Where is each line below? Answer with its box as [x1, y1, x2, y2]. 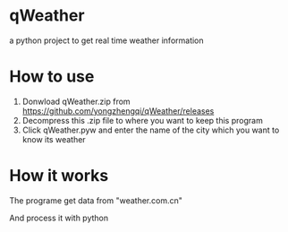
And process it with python [9, 212, 109, 223]
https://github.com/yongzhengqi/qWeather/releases [21, 105, 215, 116]
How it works [9, 166, 109, 186]
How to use [9, 66, 95, 87]
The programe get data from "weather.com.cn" [9, 194, 183, 206]
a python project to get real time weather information [9, 35, 204, 46]
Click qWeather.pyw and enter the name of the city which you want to [21, 125, 280, 135]
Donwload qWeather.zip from [21, 96, 131, 107]
